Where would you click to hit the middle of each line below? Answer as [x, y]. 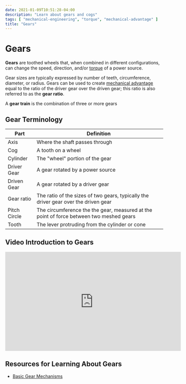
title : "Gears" [21, 24]
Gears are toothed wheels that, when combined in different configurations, [82, 63]
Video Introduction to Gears [49, 242]
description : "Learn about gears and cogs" [51, 15]
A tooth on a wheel [59, 150]
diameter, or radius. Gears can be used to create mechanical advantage [79, 83]
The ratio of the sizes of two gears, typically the [93, 196]
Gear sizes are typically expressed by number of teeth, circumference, [78, 78]
